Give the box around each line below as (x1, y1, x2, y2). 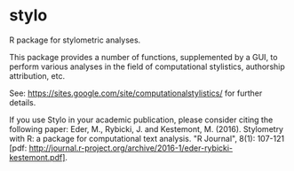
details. (9, 97, 36, 107)
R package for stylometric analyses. (9, 35, 141, 45)
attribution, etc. (9, 70, 65, 81)
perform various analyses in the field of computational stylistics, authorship (9, 61, 286, 72)
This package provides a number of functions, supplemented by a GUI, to (9, 51, 278, 62)
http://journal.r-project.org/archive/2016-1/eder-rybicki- (28, 143, 234, 153)
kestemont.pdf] (9, 152, 66, 162)
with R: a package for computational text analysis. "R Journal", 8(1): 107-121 (9, 133, 285, 144)
